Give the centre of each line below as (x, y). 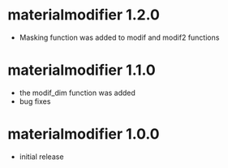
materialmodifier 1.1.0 (82, 70)
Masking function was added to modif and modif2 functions (119, 37)
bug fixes (35, 101)
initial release (41, 157)
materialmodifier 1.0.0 (84, 134)
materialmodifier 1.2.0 (84, 15)
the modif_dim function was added (77, 93)
